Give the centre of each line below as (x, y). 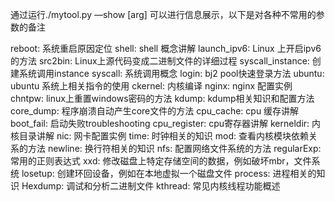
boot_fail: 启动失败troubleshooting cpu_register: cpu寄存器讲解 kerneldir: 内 (166, 123)
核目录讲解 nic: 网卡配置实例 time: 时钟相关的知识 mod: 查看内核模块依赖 (160, 136)
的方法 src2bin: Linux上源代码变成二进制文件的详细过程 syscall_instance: (160, 61)
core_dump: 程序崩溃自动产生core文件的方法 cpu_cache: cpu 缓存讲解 (155, 111)
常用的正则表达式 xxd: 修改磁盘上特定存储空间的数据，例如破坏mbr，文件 (161, 161)
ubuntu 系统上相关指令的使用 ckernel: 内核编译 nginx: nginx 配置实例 (151, 86)
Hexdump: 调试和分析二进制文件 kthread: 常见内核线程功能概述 (151, 186)
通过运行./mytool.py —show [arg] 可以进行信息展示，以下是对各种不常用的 (163, 14)
